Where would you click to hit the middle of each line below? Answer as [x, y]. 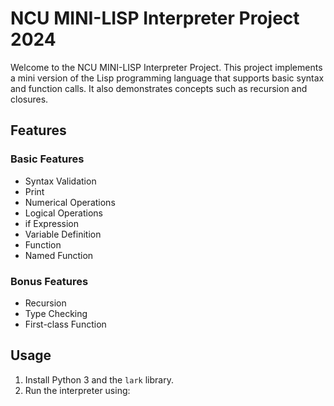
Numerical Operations [70, 202]
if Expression [51, 223]
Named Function [59, 255]
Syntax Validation [60, 181]
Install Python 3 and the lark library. [99, 379]
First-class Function [65, 324]
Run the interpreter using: [77, 390]
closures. [29, 99]
